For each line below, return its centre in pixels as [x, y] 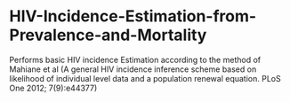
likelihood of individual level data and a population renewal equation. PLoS [145, 78]
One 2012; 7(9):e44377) [53, 88]
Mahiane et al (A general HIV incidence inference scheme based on [133, 69]
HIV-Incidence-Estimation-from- [133, 16]
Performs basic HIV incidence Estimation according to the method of [135, 59]
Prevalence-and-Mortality [108, 35]
